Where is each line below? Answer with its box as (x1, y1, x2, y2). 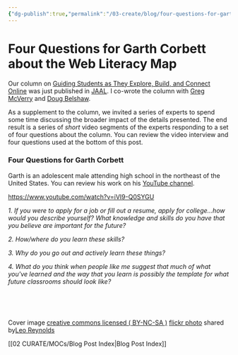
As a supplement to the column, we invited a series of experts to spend (8, 107, 215, 116)
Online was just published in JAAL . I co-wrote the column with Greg (8, 86, 205, 95)
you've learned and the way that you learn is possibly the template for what (8, 270, 229, 278)
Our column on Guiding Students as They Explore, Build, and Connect (8, 79, 210, 88)
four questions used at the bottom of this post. (8, 138, 143, 146)
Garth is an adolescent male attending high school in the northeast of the (8, 171, 221, 180)
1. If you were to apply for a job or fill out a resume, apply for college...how (8, 206, 225, 215)
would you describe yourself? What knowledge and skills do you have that (8, 213, 225, 222)
